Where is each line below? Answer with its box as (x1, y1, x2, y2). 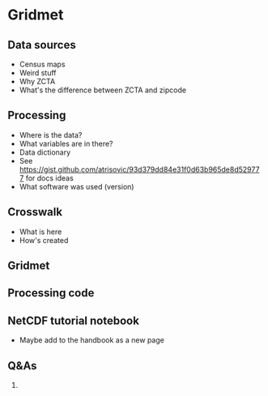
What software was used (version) (19, 181, 134, 191)
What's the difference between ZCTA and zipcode (19, 85, 187, 95)
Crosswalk (7, 205, 62, 219)
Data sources (7, 38, 76, 52)
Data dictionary (19, 147, 71, 157)
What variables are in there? (19, 138, 113, 148)
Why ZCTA (19, 77, 56, 86)
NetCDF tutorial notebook (7, 313, 139, 327)
